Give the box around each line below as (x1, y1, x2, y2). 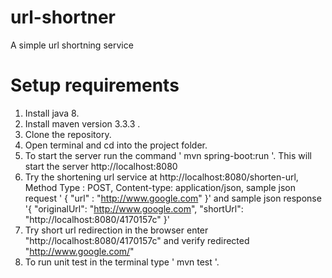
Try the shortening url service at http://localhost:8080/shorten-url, (24, 171, 299, 183)
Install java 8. (24, 107, 80, 119)
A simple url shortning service (10, 39, 134, 51)
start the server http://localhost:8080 (24, 160, 178, 172)
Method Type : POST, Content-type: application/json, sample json (24, 181, 296, 193)
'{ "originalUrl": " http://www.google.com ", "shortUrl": (24, 202, 244, 215)
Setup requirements (10, 74, 180, 97)
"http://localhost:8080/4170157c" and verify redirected (24, 234, 250, 246)
